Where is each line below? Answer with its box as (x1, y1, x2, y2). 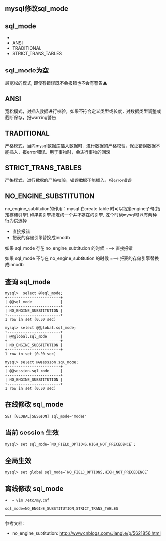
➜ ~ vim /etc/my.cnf (5, 498, 50, 503)
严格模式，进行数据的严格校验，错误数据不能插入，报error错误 (5, 177, 132, 183)
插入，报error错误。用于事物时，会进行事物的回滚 (9, 149, 111, 155)
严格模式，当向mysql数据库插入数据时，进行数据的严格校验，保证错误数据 (5, 143, 156, 149)
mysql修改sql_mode (5, 4, 68, 13)
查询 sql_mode (5, 278, 51, 286)
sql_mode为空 (5, 66, 49, 74)
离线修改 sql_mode (5, 484, 64, 493)
